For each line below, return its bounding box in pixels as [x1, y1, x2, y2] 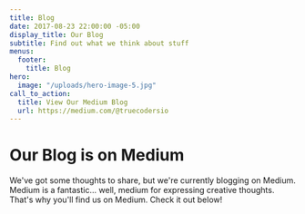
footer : [17, 55, 47, 64]
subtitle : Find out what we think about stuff [9, 38, 189, 48]
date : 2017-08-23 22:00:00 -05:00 [9, 22, 141, 31]
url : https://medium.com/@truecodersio [17, 106, 169, 115]
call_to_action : [9, 89, 71, 98]
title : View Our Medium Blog [17, 97, 128, 107]
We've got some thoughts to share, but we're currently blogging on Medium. [9, 175, 296, 186]
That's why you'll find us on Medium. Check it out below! [9, 194, 223, 205]
